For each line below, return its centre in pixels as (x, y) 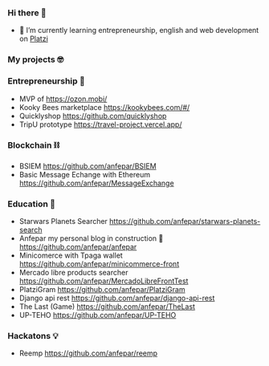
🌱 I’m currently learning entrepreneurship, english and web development (139, 31)
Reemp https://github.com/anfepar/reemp (88, 353)
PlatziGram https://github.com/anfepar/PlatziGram (102, 290)
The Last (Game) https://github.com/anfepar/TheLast (107, 307)
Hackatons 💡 (33, 336)
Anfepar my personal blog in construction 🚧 (91, 238)
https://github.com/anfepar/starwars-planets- (185, 222)
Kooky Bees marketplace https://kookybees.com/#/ (104, 107)
